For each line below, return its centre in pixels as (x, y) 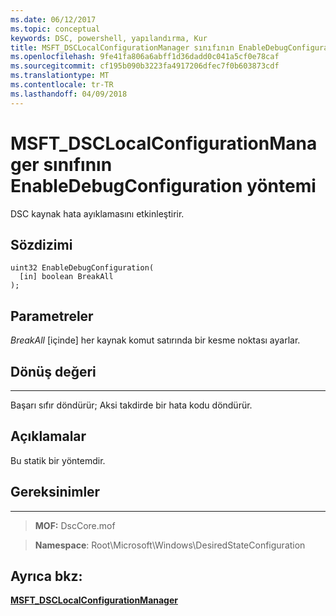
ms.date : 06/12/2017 (53, 19)
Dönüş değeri (53, 371)
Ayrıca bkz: (46, 576)
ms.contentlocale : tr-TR (62, 85)
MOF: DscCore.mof (75, 525)
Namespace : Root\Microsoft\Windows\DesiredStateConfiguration (170, 545)
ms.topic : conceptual (55, 29)
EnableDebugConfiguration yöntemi (163, 185)
